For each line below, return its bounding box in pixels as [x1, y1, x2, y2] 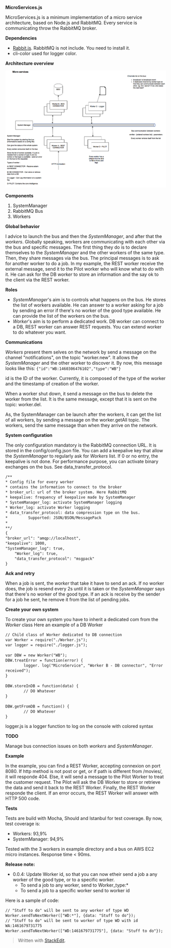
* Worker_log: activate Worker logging [5, 505, 90, 510]
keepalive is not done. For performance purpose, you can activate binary [5, 458, 159, 465]
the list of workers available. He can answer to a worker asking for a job [12, 302, 164, 308]
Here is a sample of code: [5, 897, 60, 903]
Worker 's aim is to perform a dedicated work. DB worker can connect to [12, 318, 164, 324]
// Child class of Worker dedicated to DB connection [5, 632, 123, 637]
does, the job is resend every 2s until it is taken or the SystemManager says [5, 585, 165, 591]
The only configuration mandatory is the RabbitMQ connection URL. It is [5, 442, 157, 448]
